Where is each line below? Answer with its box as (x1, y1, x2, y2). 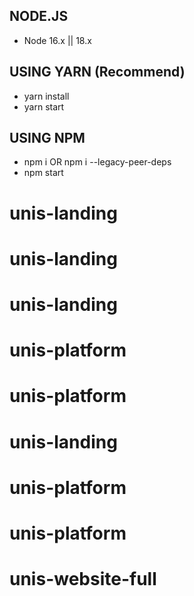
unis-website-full (9, 568, 157, 591)
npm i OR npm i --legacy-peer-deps (23, 156, 172, 168)
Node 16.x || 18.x (23, 34, 92, 46)
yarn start (23, 100, 65, 113)
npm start (23, 167, 64, 179)
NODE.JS (9, 8, 69, 25)
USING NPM (9, 130, 86, 147)
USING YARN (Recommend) (9, 64, 186, 81)
